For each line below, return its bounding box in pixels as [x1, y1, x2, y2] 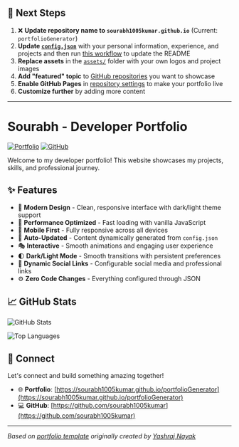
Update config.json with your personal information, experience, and [17, 41, 219, 50]
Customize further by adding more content [17, 87, 146, 95]
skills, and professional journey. [7, 163, 100, 172]
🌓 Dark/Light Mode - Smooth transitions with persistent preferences [17, 251, 221, 260]
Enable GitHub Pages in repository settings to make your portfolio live [17, 79, 223, 88]
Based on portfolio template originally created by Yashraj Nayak [7, 432, 196, 441]
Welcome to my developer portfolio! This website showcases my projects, [7, 156, 224, 164]
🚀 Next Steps [7, 7, 66, 19]
